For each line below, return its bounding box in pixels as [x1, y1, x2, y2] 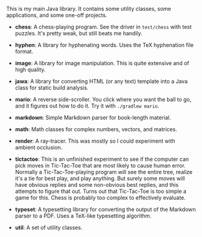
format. [14, 48, 34, 55]
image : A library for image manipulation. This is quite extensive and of [14, 60, 189, 67]
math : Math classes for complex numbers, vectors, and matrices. [14, 126, 177, 132]
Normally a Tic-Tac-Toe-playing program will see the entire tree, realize [14, 169, 193, 175]
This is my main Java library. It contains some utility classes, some [6, 5, 172, 12]
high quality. [14, 66, 46, 73]
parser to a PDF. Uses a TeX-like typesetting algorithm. [14, 212, 152, 219]
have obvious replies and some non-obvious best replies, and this [14, 181, 179, 188]
